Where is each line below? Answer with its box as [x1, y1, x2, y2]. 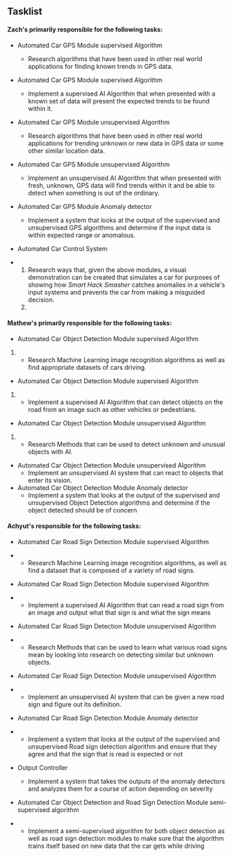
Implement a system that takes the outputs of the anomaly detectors [27, 777, 226, 785]
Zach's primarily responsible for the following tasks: [7, 25, 163, 34]
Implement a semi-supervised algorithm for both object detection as [27, 827, 226, 835]
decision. [27, 295, 55, 304]
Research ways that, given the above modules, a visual [27, 265, 187, 273]
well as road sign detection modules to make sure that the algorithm [27, 835, 224, 842]
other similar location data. [27, 146, 105, 155]
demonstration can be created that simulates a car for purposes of [27, 273, 221, 281]
